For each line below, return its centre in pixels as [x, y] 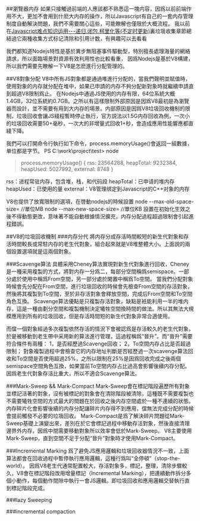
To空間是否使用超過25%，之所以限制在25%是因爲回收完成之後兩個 [99, 358]
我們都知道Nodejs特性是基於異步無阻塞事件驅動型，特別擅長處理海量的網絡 [98, 51]
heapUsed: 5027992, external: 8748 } [67, 169]
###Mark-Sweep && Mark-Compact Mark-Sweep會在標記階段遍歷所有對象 [98, 386]
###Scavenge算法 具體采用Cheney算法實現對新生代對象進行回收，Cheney [98, 264]
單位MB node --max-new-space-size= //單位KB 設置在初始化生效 [105, 209]
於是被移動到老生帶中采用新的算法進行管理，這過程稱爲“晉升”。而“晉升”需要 [99, 336]
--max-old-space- [171, 202]
